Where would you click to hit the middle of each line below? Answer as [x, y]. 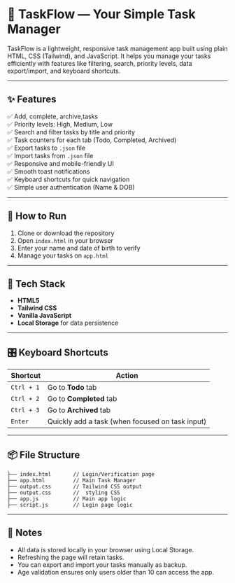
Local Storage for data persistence [68, 323]
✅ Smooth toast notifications [49, 171]
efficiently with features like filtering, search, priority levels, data [100, 63]
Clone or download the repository [66, 233]
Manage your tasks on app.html [63, 255]
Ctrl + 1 [25, 387]
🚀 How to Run [37, 216]
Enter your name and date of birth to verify [79, 248]
